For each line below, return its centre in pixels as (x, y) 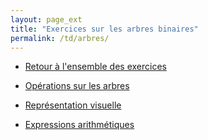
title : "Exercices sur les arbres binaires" (104, 29)
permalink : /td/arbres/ (60, 38)
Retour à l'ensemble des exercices (95, 67)
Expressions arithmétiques (79, 125)
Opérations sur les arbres (77, 86)
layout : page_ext (46, 19)
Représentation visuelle (73, 105)
